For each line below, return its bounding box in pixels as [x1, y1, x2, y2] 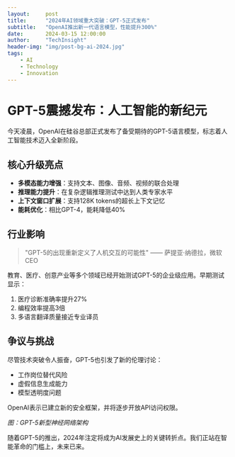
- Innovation [20, 69, 59, 77]
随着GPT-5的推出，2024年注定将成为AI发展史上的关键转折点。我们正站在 [7, 433, 222, 441]
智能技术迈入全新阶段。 [13, 136, 82, 145]
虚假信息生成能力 [17, 379, 68, 388]
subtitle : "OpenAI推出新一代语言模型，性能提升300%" [7, 23, 158, 30]
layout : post [7, 10, 59, 18]
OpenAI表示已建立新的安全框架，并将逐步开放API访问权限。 [7, 403, 182, 412]
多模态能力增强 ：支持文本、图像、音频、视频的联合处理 [17, 179, 179, 188]
